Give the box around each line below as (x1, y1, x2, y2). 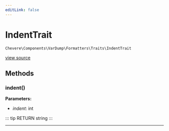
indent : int (12, 105, 34, 111)
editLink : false (5, 7, 39, 13)
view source (5, 54, 31, 60)
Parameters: (5, 96, 32, 102)
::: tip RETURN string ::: (5, 115, 53, 121)
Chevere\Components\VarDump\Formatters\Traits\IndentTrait (5, 46, 132, 51)
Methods (5, 69, 34, 78)
